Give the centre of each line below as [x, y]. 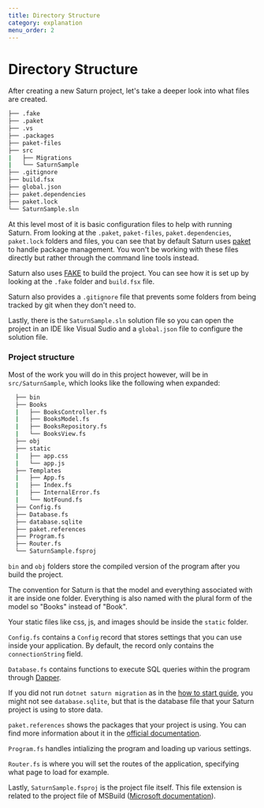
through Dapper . [35, 678]
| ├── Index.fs [44, 486]
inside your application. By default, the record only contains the [111, 646]
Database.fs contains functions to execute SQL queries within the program [129, 669]
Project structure [41, 357]
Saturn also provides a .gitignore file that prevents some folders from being [132, 296]
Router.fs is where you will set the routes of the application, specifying [124, 764]
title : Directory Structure [54, 15]
